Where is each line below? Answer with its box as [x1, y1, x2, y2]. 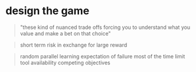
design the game [5, 4, 90, 18]
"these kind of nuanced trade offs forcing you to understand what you [19, 24, 191, 31]
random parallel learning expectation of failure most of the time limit [19, 53, 185, 60]
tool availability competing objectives [19, 59, 110, 66]
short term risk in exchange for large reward [19, 41, 128, 48]
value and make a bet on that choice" [19, 30, 111, 37]
